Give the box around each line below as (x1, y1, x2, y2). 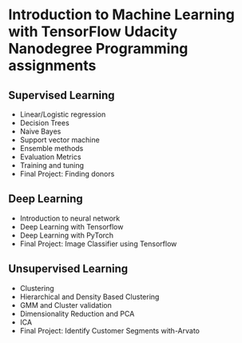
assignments (8, 57, 97, 75)
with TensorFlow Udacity (8, 22, 178, 41)
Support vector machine (19, 135, 100, 145)
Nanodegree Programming (8, 40, 188, 58)
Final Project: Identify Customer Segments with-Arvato (19, 325, 200, 335)
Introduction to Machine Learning (8, 6, 236, 24)
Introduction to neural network (19, 213, 121, 223)
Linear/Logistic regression (19, 110, 106, 119)
